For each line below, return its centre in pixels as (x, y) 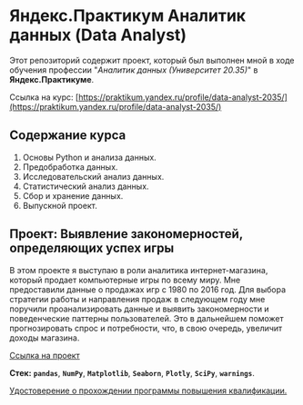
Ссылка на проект (45, 355)
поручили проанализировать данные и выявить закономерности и (140, 309)
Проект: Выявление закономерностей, (126, 234)
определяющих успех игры (92, 248)
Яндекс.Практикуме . (52, 79)
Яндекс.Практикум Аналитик (128, 16)
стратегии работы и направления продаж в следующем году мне (137, 299)
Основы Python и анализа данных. (89, 157)
